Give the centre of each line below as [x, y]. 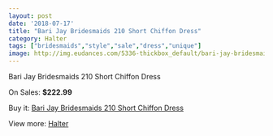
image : [19, 53]
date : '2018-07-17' [41, 23]
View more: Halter [39, 123]
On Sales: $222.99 [40, 92]
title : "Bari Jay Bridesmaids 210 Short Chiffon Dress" [105, 31]
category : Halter [38, 38]
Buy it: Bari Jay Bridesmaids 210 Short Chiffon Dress [96, 108]
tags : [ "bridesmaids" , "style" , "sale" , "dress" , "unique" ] [105, 46]
